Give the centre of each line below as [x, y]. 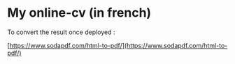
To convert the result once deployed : [61, 32]
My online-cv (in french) [79, 13]
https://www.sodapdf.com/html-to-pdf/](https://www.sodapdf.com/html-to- [119, 45]
